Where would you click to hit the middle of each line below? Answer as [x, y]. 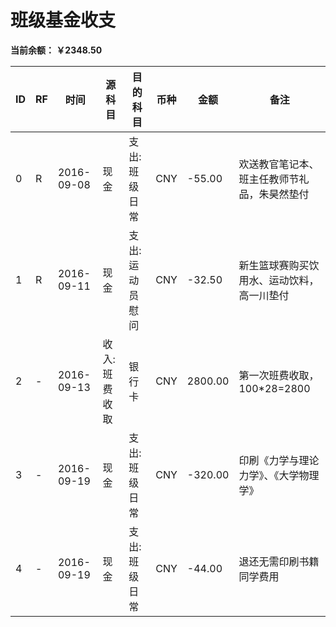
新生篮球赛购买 [274, 265]
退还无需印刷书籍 [279, 561]
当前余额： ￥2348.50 [56, 50]
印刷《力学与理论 [279, 460]
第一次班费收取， [279, 375]
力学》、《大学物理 [279, 475]
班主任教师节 [269, 179]
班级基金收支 [63, 20]
